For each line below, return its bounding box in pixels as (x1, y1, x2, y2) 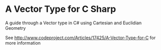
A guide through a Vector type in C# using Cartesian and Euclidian (5, 20, 141, 26)
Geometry (5, 25, 26, 31)
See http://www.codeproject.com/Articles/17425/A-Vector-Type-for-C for (5, 35, 156, 41)
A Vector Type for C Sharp (5, 3, 116, 15)
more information (5, 40, 41, 46)
